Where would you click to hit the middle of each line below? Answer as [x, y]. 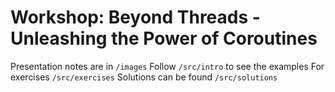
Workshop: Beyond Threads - [135, 17]
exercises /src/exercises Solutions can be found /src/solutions [144, 77]
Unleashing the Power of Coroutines [164, 38]
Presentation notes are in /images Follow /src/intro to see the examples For [167, 66]
